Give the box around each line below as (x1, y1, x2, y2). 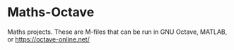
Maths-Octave (7, 4, 95, 20)
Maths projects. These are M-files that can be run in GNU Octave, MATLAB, (7, 27, 228, 36)
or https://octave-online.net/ (7, 35, 90, 43)
